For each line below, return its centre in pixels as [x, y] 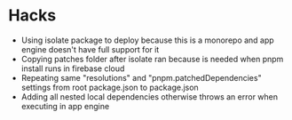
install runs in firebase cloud [73, 68]
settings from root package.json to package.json [110, 87]
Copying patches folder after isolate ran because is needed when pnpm [152, 59]
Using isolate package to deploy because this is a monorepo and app [147, 40]
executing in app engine [65, 106]
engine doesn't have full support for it [90, 49]
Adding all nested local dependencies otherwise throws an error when [150, 96]
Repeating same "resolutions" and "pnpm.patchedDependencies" [142, 77]
